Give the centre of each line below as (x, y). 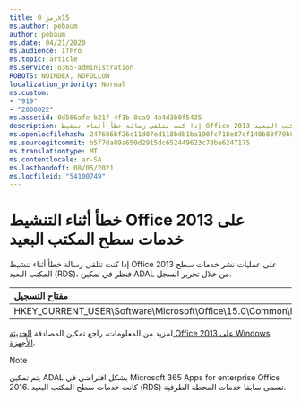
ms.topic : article (43, 59)
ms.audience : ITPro (46, 51)
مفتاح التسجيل (41, 296)
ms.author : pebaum (43, 26)
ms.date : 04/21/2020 (48, 43)
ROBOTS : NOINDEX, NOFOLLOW (60, 76)
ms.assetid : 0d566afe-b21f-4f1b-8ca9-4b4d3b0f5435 (106, 118)
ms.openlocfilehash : (48, 135)
